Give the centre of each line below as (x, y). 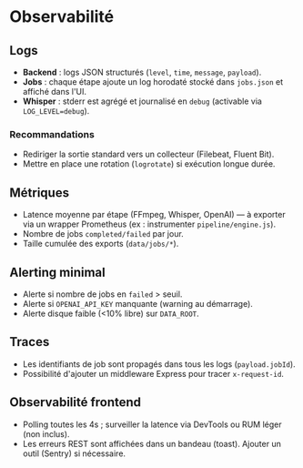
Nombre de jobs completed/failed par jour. (103, 234)
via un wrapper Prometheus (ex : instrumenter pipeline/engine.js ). (149, 224)
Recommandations (52, 134)
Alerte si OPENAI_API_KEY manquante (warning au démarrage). (137, 303)
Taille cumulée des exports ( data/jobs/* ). (101, 244)
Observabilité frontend (76, 402)
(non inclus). (46, 433)
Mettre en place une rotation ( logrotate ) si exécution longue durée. (149, 164)
